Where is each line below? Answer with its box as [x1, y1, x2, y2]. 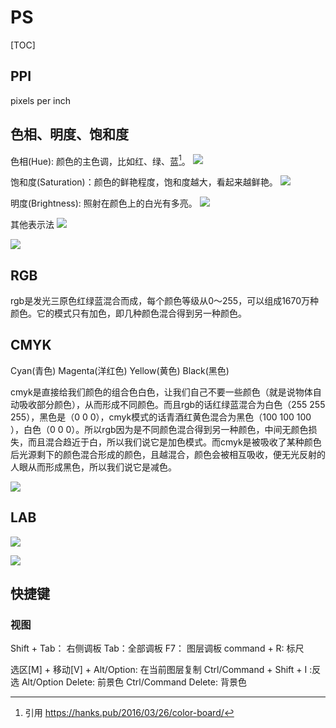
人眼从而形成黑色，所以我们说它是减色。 [10, 461, 177, 473]
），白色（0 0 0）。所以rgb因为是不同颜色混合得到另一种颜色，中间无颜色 [10, 423, 309, 435]
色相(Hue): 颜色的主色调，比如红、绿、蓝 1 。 [10, 153, 191, 167]
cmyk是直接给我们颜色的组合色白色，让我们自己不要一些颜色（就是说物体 [10, 386, 313, 398]
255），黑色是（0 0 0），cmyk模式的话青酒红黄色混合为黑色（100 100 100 [10, 411, 312, 423]
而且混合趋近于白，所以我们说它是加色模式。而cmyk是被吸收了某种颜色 [27, 436, 322, 448]
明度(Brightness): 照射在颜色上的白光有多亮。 [10, 197, 198, 210]
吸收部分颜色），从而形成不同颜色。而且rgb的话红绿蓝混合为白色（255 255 [18, 398, 326, 410]
